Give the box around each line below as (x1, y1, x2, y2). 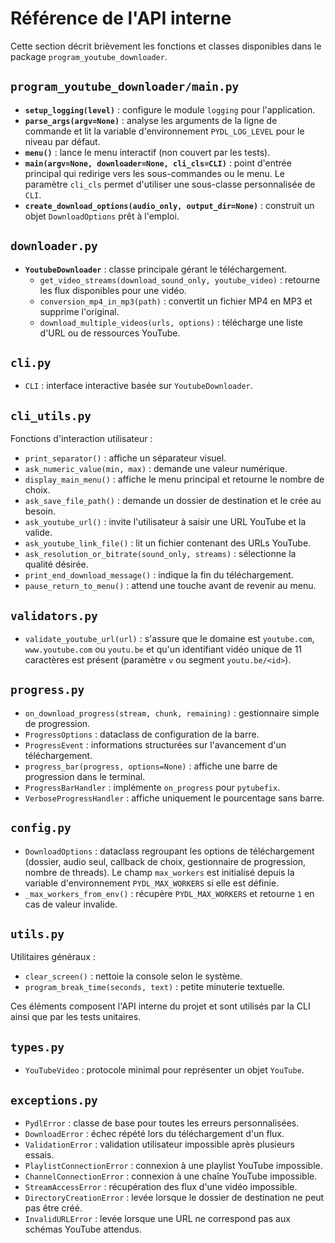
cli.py (10, 355, 52, 370)
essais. (24, 1149, 55, 1161)
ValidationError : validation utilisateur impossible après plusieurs (24, 1138, 295, 1151)
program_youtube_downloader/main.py (10, 80, 240, 94)
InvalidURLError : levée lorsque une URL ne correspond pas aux (24, 1213, 291, 1225)
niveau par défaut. (24, 135, 101, 147)
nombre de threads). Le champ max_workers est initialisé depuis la (24, 866, 295, 878)
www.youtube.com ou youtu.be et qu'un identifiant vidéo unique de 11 (24, 643, 303, 655)
